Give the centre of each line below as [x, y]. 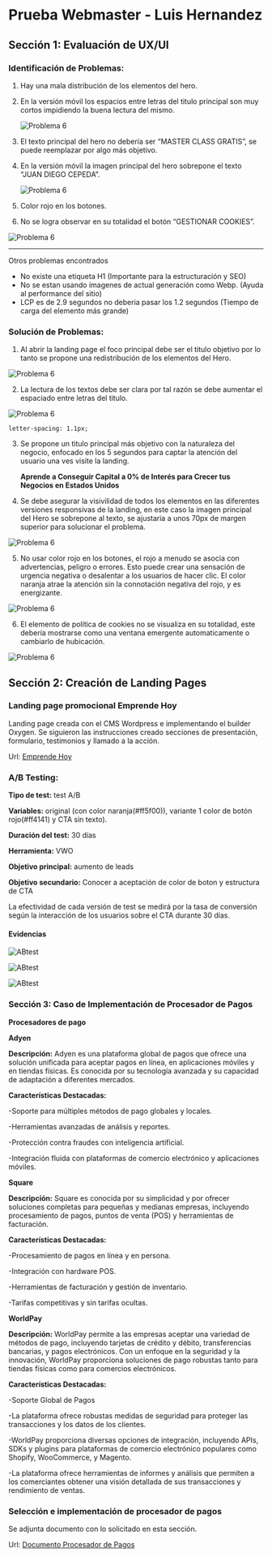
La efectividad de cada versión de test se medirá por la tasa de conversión [133, 907]
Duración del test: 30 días [52, 835]
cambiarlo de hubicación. [62, 642]
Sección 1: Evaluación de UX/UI [89, 45]
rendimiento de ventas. [47, 1490]
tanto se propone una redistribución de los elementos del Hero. [125, 358]
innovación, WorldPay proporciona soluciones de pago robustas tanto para [133, 1360]
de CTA [21, 891]
